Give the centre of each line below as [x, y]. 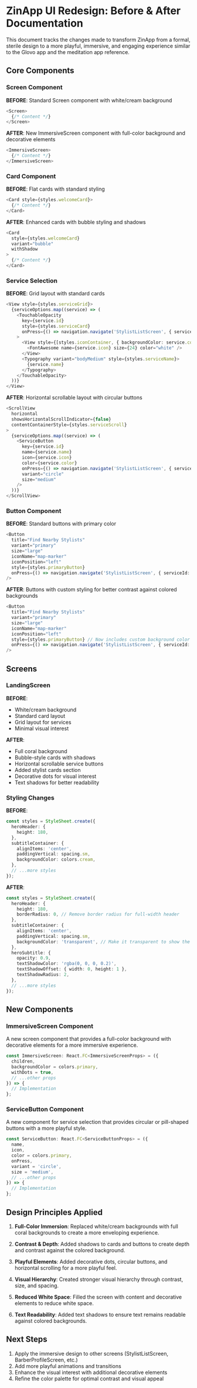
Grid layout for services [43, 722]
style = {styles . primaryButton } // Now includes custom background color [101, 640]
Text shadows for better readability [57, 782]
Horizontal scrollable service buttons [59, 764]
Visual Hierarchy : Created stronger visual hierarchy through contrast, [99, 1279]
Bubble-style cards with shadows [55, 757]
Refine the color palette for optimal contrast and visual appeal [89, 1379]
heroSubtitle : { [31, 953]
